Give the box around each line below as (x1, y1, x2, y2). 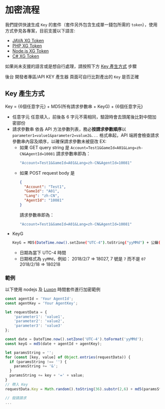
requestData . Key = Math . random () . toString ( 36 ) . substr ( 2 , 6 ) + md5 (5, 386, 142, 391)
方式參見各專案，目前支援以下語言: (5, 27, 76, 33)
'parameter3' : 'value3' (14, 323, 63, 329)
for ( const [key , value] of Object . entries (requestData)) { (5, 355, 131, 359)
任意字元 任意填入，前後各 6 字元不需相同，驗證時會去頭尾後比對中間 (12, 114, 152, 120)
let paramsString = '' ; (5, 350, 54, 355)
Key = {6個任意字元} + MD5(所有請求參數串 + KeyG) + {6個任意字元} (5, 103, 143, 109)
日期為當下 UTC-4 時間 (19, 250, 66, 256)
